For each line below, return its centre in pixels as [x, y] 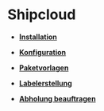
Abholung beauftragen [57, 98]
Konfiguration [42, 52]
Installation [38, 37]
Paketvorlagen [44, 67]
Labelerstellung [45, 83]
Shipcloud [42, 15]
